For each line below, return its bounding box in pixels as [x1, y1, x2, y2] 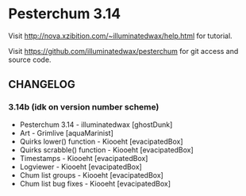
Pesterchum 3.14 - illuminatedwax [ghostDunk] [19, 120, 173, 129]
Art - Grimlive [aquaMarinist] [19, 128, 113, 137]
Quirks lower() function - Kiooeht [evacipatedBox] [19, 136, 184, 146]
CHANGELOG [8, 78, 75, 91]
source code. [8, 55, 52, 64]
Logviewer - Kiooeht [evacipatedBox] [19, 162, 143, 171]
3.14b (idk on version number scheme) [8, 102, 160, 113]
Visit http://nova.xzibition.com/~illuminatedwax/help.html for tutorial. [8, 31, 233, 40]
